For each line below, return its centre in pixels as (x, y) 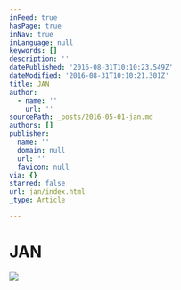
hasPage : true (36, 26)
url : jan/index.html (48, 192)
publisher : (29, 134)
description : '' (39, 59)
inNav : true (31, 34)
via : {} (24, 175)
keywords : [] (33, 51)
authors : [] (31, 126)
